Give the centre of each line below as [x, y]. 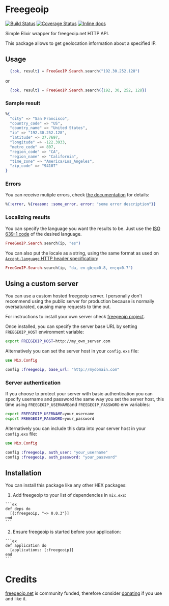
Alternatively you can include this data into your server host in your [76, 428]
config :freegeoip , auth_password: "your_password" [61, 457]
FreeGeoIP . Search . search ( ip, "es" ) [43, 243]
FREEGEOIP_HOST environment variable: [45, 332]
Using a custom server [42, 283]
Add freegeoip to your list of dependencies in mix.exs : [69, 495]
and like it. [16, 599]
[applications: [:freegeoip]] [42, 550]
